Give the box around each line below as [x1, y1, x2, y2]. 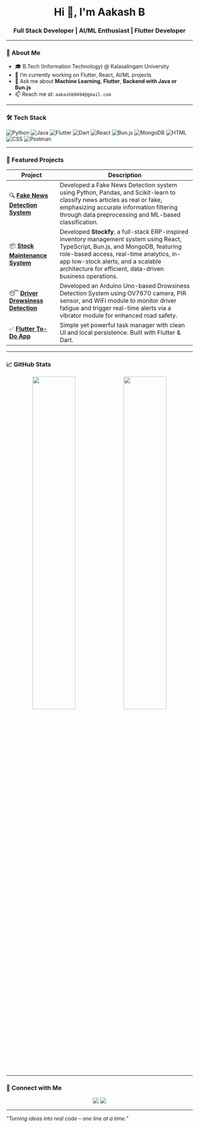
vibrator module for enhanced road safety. [59, 311, 178, 319]
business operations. [59, 272, 118, 280]
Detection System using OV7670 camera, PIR [59, 289, 187, 298]
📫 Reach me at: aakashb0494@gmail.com [14, 90, 111, 97]
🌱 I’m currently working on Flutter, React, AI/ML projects [14, 71, 152, 78]
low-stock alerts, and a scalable [72, 257, 162, 266]
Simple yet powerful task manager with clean [59, 321, 185, 330]
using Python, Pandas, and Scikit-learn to [59, 188, 176, 197]
